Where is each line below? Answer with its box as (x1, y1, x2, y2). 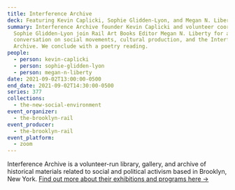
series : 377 (7, 88, 42, 95)
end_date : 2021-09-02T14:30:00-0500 (7, 82, 114, 89)
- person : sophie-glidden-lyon (13, 62, 105, 69)
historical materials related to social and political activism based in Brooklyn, (7, 168, 227, 176)
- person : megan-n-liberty (13, 69, 92, 76)
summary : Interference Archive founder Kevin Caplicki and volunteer (7, 23, 215, 30)
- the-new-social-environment (13, 102, 101, 109)
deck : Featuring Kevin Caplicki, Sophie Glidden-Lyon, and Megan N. (7, 17, 211, 24)
